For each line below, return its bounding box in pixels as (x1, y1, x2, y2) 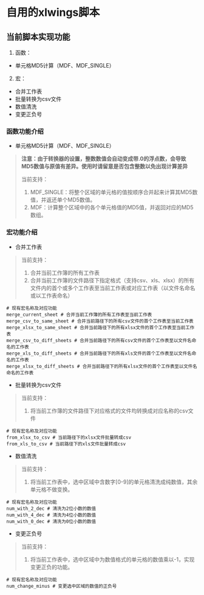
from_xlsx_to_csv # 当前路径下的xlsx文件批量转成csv (6, 434, 132, 440)
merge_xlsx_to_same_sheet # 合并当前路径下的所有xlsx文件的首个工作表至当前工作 (6, 324, 195, 330)
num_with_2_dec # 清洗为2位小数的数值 (6, 506, 96, 512)
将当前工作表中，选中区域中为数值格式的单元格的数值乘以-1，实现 (30, 555, 195, 563)
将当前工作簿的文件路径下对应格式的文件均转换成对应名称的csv (30, 407, 188, 414)
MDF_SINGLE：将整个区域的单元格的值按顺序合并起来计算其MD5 (30, 189, 192, 196)
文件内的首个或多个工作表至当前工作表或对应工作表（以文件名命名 (30, 284, 195, 291)
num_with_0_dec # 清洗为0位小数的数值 (6, 518, 96, 524)
